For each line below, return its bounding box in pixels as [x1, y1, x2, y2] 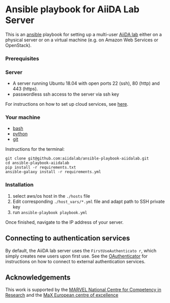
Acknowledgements [5, 273, 71, 282]
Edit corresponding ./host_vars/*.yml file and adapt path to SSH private [12, 198, 165, 204]
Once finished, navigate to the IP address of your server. [5, 219, 124, 225]
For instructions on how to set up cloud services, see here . [5, 101, 129, 107]
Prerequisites [5, 55, 39, 62]
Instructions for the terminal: [5, 146, 65, 152]
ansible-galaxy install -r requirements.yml [5, 170, 101, 175]
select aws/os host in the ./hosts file [12, 193, 91, 199]
